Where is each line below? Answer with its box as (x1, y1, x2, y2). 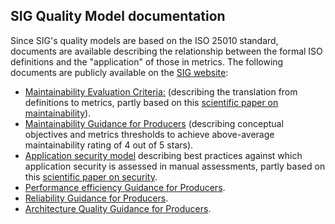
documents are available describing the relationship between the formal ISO (10, 45, 323, 57)
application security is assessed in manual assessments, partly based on (24, 160, 326, 172)
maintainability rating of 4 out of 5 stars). (24, 139, 194, 151)
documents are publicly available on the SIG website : (10, 66, 229, 78)
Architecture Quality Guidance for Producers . (24, 202, 212, 214)
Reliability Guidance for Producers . (24, 192, 169, 204)
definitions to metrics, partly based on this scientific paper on (24, 96, 279, 108)
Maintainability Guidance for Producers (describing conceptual (24, 117, 284, 129)
